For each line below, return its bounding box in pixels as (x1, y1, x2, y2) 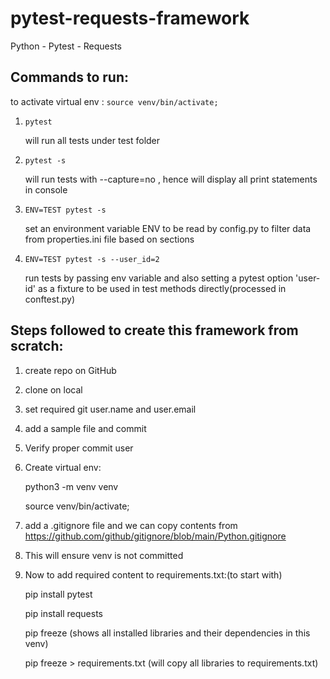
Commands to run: (10, 69, 130, 86)
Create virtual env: (24, 461, 102, 473)
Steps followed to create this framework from (10, 322, 299, 339)
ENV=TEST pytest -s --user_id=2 (24, 254, 160, 264)
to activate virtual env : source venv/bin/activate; (10, 95, 219, 107)
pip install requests (24, 607, 103, 619)
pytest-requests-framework (10, 7, 250, 30)
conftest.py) (24, 293, 76, 305)
